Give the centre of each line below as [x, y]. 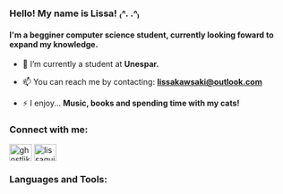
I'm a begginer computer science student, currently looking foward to [142, 35]
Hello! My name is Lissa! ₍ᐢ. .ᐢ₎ [75, 13]
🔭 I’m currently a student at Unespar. [90, 64]
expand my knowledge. [54, 44]
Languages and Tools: [58, 180]
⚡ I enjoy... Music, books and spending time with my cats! [131, 103]
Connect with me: [49, 130]
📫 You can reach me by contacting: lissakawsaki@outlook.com [142, 82]
